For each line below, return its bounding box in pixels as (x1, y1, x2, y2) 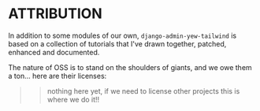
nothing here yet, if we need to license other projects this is (46, 86, 240, 95)
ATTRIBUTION (8, 5, 102, 23)
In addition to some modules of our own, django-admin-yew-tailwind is (8, 31, 237, 40)
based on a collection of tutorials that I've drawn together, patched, (8, 39, 227, 48)
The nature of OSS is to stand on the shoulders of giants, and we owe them (8, 62, 252, 72)
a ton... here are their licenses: (8, 71, 107, 80)
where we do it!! (46, 94, 100, 104)
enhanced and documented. (8, 47, 100, 57)
